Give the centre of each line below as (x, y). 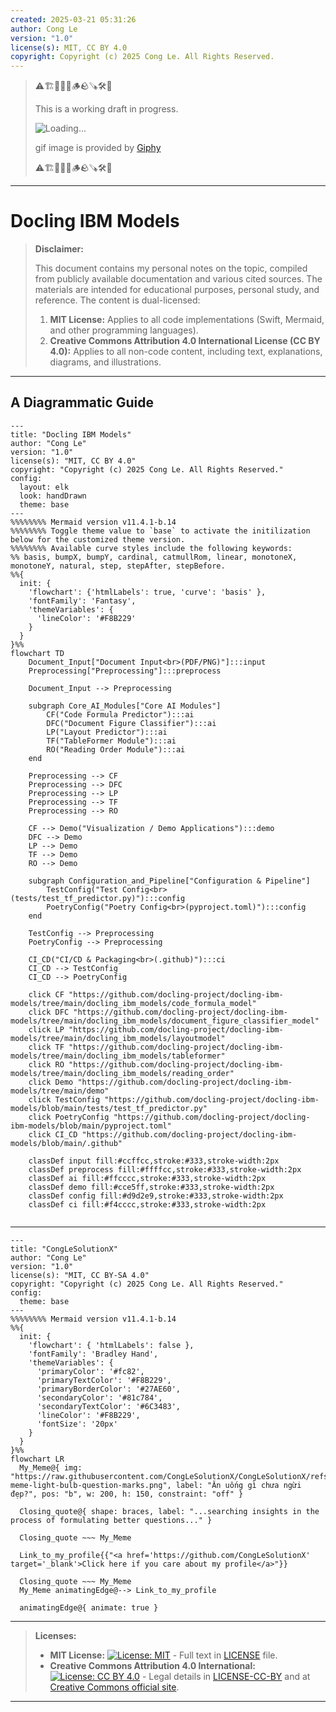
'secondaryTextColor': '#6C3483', (109, 1406)
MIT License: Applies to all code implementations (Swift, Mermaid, (187, 320)
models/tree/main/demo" (60, 1091)
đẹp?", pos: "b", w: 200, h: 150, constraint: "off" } (127, 1494)
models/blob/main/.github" (66, 1143)
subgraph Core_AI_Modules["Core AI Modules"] (125, 706)
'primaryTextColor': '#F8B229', (104, 1380)
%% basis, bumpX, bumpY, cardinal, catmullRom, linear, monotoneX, (154, 557)
